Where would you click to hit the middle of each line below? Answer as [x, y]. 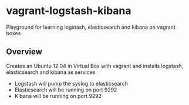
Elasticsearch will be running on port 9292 [66, 90]
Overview [24, 52]
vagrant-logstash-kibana [69, 11]
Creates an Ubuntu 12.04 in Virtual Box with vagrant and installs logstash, [95, 66]
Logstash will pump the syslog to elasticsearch [71, 83]
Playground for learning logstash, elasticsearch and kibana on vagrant [91, 27]
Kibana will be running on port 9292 [58, 96]
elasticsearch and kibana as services [51, 72]
